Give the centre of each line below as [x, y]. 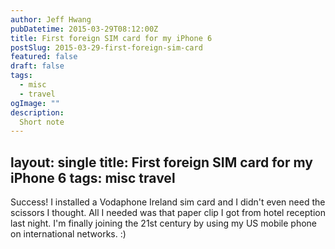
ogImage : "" [35, 103]
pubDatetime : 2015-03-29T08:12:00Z [84, 29]
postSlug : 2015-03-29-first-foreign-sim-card [106, 47]
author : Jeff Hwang [51, 19]
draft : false [37, 66]
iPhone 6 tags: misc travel [93, 177]
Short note [42, 122]
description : [37, 112]
